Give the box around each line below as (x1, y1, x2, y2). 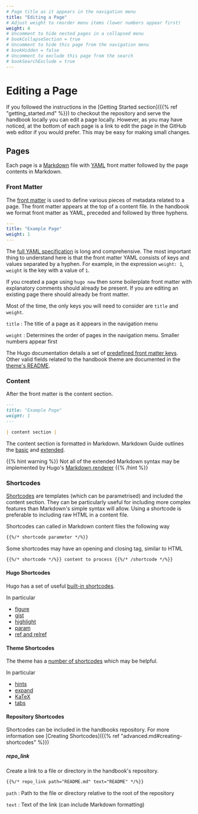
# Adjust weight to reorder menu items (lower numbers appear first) (6, 20, 181, 26)
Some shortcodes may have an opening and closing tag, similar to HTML (6, 544, 183, 552)
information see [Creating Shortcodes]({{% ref (6, 733, 120, 740)
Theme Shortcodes (6, 644, 55, 651)
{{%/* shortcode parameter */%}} (6, 534, 89, 540)
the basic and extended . (6, 446, 65, 453)
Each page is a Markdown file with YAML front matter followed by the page (6, 161, 189, 169)
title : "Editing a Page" (6, 14, 67, 20)
